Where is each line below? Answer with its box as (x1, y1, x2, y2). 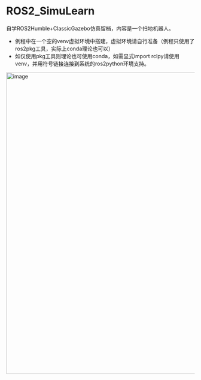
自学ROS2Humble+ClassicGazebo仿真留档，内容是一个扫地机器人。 (6, 25, 175, 32)
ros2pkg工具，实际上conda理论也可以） (14, 45, 114, 52)
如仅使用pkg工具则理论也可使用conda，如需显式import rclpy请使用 (14, 52, 179, 59)
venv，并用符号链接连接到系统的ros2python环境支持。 (14, 60, 150, 67)
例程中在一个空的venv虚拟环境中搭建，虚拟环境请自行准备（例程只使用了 (14, 37, 195, 44)
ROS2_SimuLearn (6, 4, 95, 18)
